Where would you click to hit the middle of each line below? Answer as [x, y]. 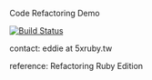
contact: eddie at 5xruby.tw [61, 48]
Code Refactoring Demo [55, 13]
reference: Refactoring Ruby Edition [76, 66]
